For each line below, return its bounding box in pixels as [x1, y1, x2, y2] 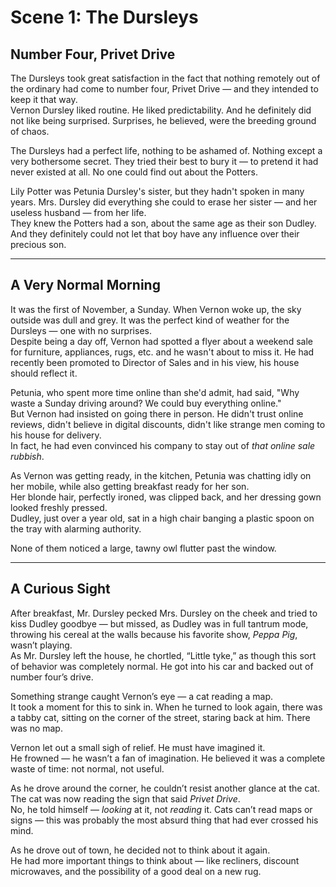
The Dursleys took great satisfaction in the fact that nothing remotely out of [10, 72, 321, 84]
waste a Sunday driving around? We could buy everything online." [10, 397, 282, 409]
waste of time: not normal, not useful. [10, 762, 165, 775]
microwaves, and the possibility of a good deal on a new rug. [10, 865, 262, 877]
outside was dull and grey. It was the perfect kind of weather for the [10, 314, 290, 326]
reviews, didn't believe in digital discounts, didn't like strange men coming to [10, 418, 326, 430]
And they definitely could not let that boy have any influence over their [10, 228, 300, 240]
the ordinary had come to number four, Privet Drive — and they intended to [10, 83, 319, 95]
